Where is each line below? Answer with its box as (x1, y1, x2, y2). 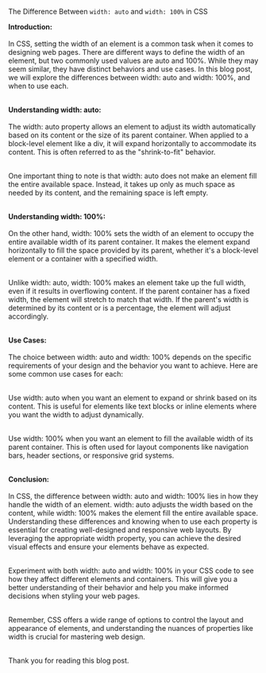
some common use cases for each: (8, 369, 124, 378)
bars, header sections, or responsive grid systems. (8, 451, 175, 460)
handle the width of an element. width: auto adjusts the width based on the (8, 500, 253, 509)
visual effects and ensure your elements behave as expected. (8, 542, 210, 551)
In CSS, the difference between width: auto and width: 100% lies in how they (8, 492, 259, 501)
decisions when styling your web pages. (8, 591, 141, 601)
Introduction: (8, 22, 53, 31)
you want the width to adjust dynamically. (8, 410, 145, 420)
